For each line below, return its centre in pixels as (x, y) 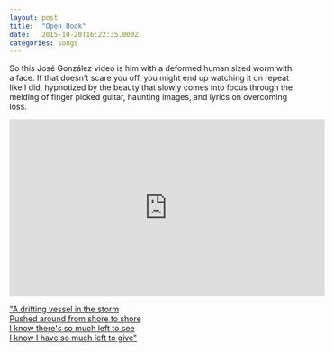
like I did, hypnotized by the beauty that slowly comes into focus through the (151, 87)
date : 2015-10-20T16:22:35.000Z (74, 34)
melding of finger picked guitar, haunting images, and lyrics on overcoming (149, 97)
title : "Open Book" (48, 26)
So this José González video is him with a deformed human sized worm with (151, 68)
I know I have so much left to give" (73, 338)
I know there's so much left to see (72, 329)
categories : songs (44, 43)
